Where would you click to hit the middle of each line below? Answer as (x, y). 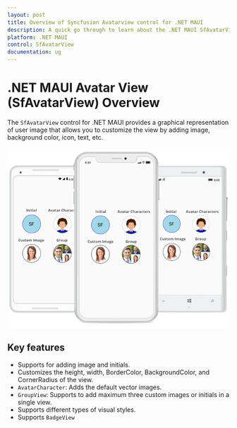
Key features (36, 348)
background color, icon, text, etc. (55, 137)
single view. (35, 402)
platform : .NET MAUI (38, 37)
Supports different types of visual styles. (77, 410)
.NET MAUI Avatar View (78, 88)
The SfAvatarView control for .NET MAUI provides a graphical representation (118, 122)
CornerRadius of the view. (55, 379)
